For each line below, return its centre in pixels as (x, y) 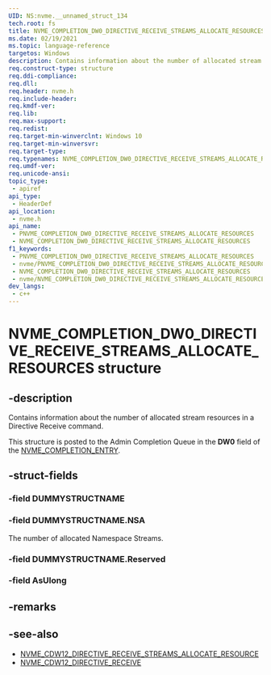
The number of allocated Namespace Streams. (86, 538)
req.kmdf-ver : (32, 106)
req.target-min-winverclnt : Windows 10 (75, 136)
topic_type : (28, 181)
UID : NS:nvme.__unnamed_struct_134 (68, 16)
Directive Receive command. (56, 426)
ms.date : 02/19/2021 (43, 38)
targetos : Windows (39, 53)
